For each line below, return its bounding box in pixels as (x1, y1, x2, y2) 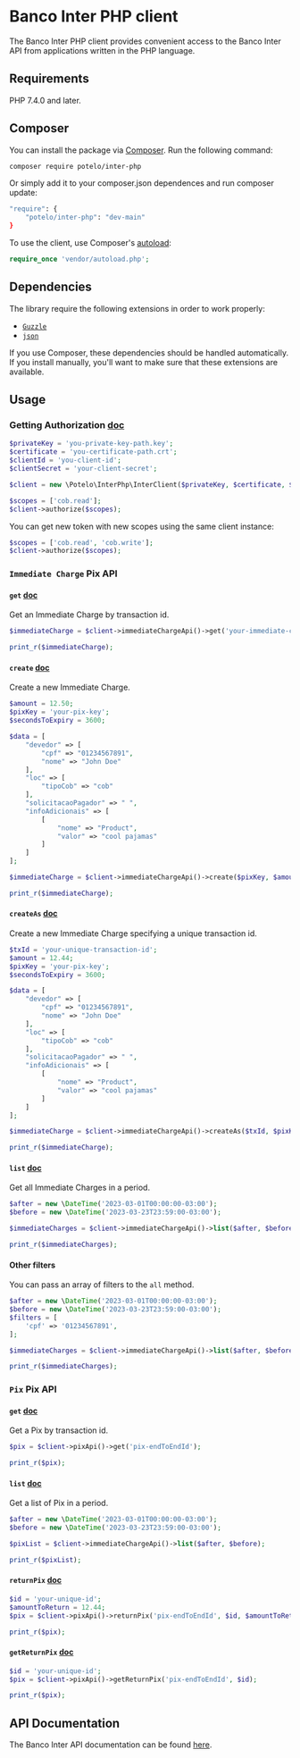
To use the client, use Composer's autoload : (9, 238, 172, 248)
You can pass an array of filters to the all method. (9, 1279, 195, 1290)
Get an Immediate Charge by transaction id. (9, 609, 170, 620)
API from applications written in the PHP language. (9, 45, 196, 55)
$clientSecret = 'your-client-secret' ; (9, 465, 158, 473)
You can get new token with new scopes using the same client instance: (9, 521, 274, 532)
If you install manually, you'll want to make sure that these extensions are (9, 356, 279, 367)
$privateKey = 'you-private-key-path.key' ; (9, 439, 174, 448)
